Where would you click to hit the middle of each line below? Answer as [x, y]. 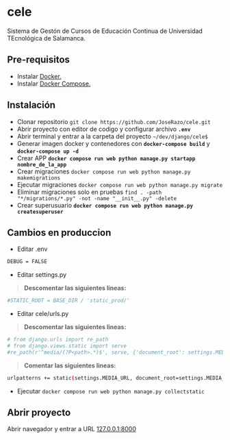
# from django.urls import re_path [58, 340]
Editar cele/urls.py [43, 314]
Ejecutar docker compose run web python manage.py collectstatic [111, 391]
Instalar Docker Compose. [54, 84]
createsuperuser [40, 212]
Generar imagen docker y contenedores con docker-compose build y [113, 143]
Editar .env [32, 249]
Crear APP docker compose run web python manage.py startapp [106, 158]
